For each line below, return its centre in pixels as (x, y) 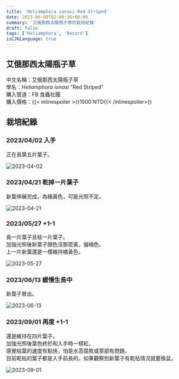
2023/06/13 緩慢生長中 (39, 280)
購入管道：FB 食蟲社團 (33, 94)
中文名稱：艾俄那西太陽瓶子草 (42, 80)
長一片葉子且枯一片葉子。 (37, 237)
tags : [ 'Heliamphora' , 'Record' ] (47, 34)
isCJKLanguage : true (32, 39)
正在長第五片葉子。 (29, 154)
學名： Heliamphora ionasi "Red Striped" (55, 87)
